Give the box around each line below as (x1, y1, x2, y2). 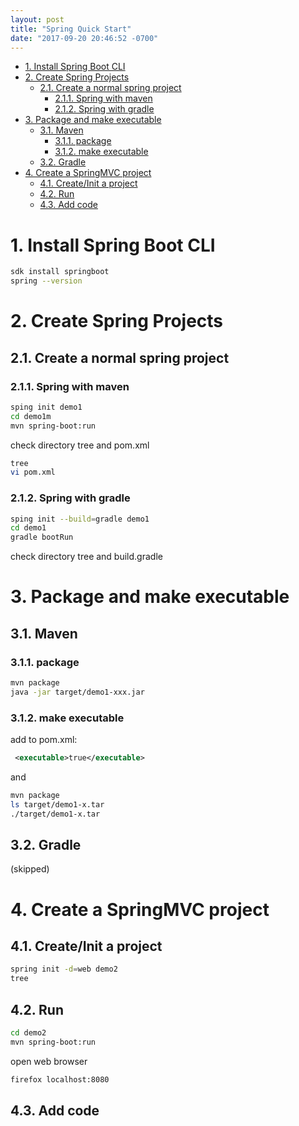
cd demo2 (10, 1028, 47, 1038)
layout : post (10, 14, 65, 25)
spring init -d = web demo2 (10, 964, 118, 975)
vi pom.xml (10, 467, 56, 478)
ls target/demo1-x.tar (10, 799, 105, 810)
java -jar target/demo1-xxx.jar (10, 687, 145, 697)
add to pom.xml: (10, 734, 78, 746)
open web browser (10, 1055, 88, 1067)
